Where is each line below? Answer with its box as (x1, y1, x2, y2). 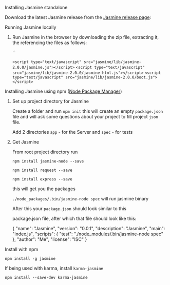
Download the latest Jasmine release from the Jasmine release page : (5, 14, 152, 20)
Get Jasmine (12, 139, 40, 145)
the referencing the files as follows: (12, 39, 87, 46)
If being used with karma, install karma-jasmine (5, 265, 104, 271)
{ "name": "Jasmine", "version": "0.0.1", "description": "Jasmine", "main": (12, 226, 165, 231)
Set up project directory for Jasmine (12, 98, 89, 104)
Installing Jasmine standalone (5, 5, 68, 10)
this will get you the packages (12, 186, 75, 192)
